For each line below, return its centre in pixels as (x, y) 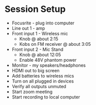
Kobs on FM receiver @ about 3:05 (55, 44)
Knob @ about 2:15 (39, 39)
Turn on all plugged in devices (43, 81)
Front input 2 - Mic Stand (38, 49)
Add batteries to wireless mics (43, 76)
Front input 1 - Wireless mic (40, 33)
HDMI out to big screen (36, 70)
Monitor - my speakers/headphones (49, 65)
